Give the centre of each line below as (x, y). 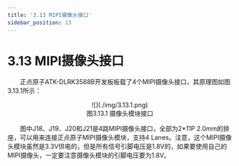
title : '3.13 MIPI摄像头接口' (50, 15)
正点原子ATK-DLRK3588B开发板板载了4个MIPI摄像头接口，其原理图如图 (125, 82)
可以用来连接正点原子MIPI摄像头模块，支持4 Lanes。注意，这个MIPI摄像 (126, 138)
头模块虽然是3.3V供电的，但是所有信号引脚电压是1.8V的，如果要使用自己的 (117, 147)
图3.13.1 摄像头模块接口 (120, 113)
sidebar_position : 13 (40, 22)
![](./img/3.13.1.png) (120, 105)
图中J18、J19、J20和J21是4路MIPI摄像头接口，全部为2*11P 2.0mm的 (122, 129)
